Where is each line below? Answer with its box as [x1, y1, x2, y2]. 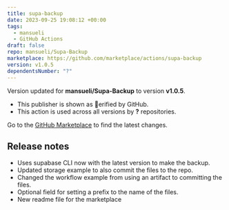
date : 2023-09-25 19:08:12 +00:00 [7, 17, 107, 23]
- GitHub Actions [13, 36, 63, 43]
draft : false [7, 42, 45, 49]
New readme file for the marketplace [17, 196, 122, 204]
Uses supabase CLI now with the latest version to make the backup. [17, 159, 210, 167]
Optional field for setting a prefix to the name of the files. [17, 188, 179, 196]
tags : [7, 23, 23, 30]
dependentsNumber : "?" [7, 67, 72, 74]
